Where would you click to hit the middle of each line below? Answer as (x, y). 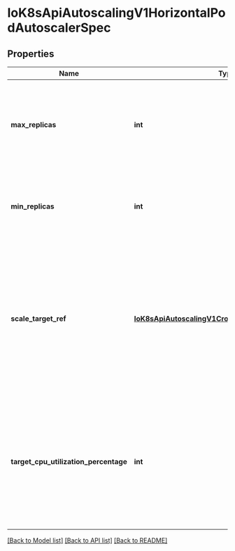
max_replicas (34, 125)
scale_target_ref (38, 319)
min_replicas (33, 206)
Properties (31, 54)
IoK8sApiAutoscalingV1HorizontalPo (116, 13)
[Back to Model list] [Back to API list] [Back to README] (87, 540)
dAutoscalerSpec (59, 28)
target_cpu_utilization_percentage (69, 462)
